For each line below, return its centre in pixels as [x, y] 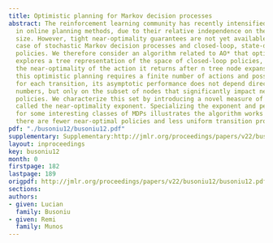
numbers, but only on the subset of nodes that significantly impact [136, 91]
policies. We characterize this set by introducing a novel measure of [140, 99]
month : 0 [23, 159]
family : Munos [39, 227]
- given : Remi [32, 220]
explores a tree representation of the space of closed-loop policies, [140, 62]
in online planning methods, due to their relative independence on [134, 31]
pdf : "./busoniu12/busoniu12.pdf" [67, 129]
